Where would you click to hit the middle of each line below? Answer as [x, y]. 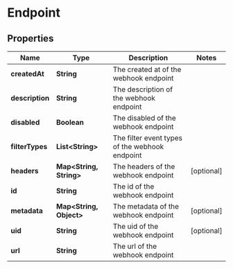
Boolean [70, 122]
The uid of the [136, 226]
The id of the [133, 186]
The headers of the [144, 166]
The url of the [135, 246]
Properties [31, 38]
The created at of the [147, 69]
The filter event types [147, 138]
